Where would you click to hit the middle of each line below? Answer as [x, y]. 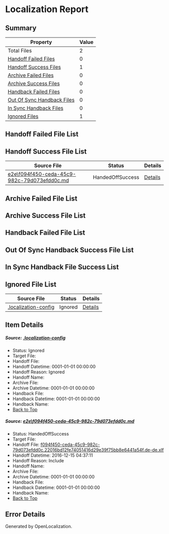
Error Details [25, 514]
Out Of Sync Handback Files [41, 100]
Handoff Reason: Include [38, 461]
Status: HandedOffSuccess [41, 434]
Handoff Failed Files [31, 59]
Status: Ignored [28, 351]
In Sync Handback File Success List [62, 267]
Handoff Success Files [34, 67]
